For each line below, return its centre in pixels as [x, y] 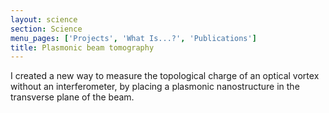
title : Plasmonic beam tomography [82, 47]
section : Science [46, 29]
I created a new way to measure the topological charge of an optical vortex [165, 76]
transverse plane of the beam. [72, 97]
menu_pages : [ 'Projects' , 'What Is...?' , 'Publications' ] [133, 38]
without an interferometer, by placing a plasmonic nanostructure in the [155, 87]
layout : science [44, 19]
